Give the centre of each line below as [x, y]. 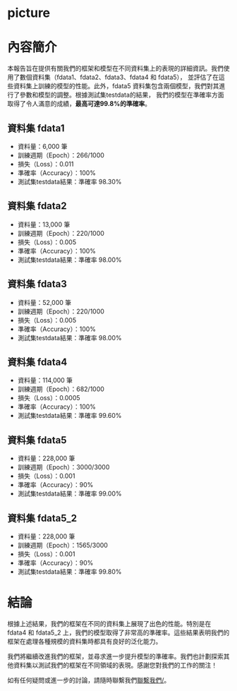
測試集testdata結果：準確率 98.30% [69, 181]
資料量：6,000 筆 [43, 146]
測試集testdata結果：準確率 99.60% [69, 416]
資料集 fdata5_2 [42, 518]
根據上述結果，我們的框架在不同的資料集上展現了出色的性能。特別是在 [109, 623]
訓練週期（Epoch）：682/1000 [61, 389]
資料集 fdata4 [37, 362]
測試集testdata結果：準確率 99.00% [69, 494]
